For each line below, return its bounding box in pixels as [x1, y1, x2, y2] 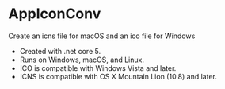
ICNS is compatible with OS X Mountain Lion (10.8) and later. [19, 72, 218, 81]
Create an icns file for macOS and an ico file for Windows [8, 31, 196, 41]
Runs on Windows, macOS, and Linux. [19, 55, 145, 64]
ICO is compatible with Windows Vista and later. [19, 63, 177, 72]
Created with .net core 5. [19, 46, 101, 56]
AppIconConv [8, 5, 101, 23]
